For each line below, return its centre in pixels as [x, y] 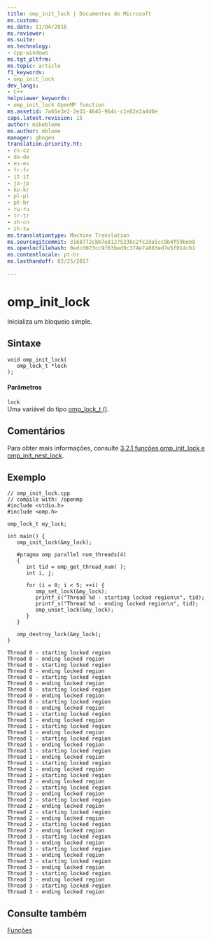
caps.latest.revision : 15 [45, 118]
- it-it [19, 177]
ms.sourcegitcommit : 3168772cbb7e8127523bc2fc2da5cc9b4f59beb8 [101, 242]
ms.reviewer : [26, 33]
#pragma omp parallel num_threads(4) [72, 555]
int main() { [26, 537]
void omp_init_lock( [37, 359]
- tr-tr [19, 216]
